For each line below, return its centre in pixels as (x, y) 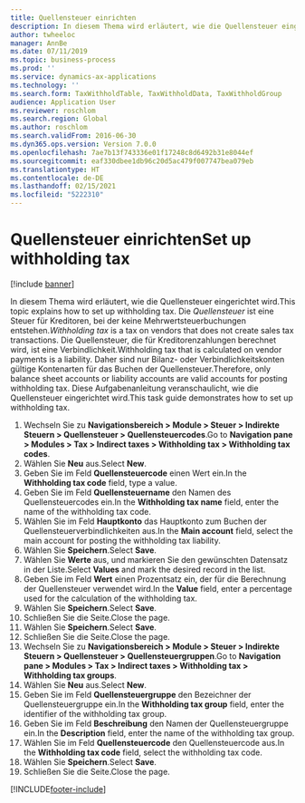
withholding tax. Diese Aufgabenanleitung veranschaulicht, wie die (134, 388)
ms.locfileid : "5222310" (57, 195)
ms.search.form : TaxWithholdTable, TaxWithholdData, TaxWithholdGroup (146, 93)
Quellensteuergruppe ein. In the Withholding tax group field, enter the (153, 704)
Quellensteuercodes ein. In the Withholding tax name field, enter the (151, 502)
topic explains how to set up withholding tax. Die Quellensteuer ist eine (142, 311)
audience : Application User (63, 102)
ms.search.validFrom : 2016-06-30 (73, 136)
